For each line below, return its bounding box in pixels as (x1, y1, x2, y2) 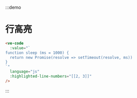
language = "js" (10, 69, 40, 74)
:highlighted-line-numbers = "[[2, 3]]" (10, 74, 92, 79)
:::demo (5, 5, 21, 10)
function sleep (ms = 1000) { (5, 50, 70, 55)
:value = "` (10, 45, 30, 50)
